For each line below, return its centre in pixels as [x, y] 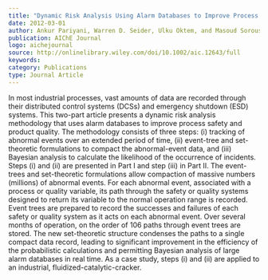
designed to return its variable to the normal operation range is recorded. [128, 199]
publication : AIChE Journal [55, 38]
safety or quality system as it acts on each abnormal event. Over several [127, 216]
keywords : [25, 61]
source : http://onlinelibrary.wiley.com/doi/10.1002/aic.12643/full [124, 53]
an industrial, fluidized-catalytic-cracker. [75, 267]
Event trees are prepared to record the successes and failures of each [124, 207]
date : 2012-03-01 [37, 23]
